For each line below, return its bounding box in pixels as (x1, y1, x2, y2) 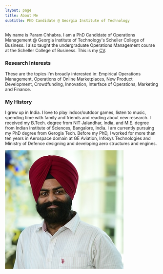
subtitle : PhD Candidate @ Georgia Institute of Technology (5, 18, 130, 23)
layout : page (5, 8, 32, 13)
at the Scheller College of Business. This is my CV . (5, 48, 106, 54)
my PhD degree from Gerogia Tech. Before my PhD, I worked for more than (5, 130, 156, 136)
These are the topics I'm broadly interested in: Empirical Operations (5, 71, 141, 76)
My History (5, 98, 32, 105)
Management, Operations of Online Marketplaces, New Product (5, 76, 133, 82)
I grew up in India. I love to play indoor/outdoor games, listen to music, (5, 110, 146, 115)
